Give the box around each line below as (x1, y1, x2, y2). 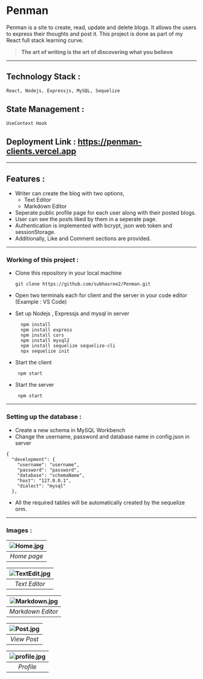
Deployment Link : (6, 136, 76, 147)
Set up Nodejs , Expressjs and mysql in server (14, 310, 130, 317)
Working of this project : (6, 256, 79, 264)
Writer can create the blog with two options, (14, 190, 125, 197)
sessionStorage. (14, 229, 56, 236)
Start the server (14, 381, 54, 389)
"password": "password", (17, 467, 80, 473)
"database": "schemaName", (17, 472, 85, 478)
